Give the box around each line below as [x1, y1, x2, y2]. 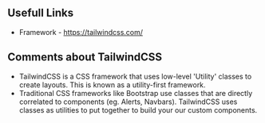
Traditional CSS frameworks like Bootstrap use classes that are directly [18, 88, 253, 98]
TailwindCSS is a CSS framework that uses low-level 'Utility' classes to [18, 71, 252, 81]
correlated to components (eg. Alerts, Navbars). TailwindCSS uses [18, 97, 238, 106]
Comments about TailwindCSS [7, 51, 163, 64]
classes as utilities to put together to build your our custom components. [18, 105, 258, 114]
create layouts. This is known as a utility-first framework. [18, 79, 206, 90]
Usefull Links [7, 6, 74, 20]
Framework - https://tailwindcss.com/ [18, 27, 144, 37]
